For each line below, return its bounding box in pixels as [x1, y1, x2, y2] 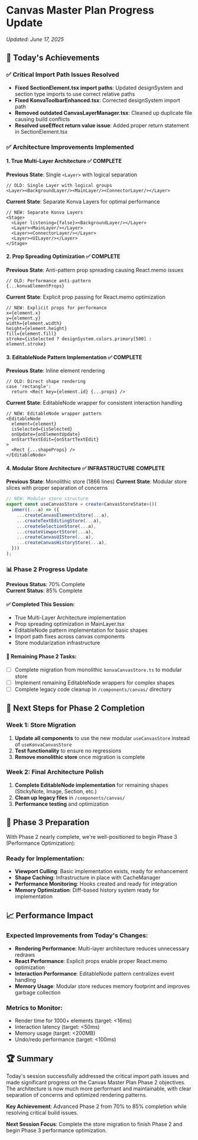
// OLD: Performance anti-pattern [6, 277, 92, 284]
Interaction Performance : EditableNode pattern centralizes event [14, 970, 174, 977]
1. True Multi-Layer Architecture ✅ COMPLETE [6, 157, 122, 164]
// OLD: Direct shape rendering [6, 379, 86, 385]
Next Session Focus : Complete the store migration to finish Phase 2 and [6, 1120, 183, 1128]
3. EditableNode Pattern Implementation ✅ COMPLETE [6, 353, 142, 361]
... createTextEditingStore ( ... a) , [17, 518, 102, 524]
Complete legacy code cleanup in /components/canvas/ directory [14, 686, 172, 693]
